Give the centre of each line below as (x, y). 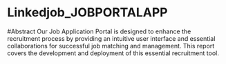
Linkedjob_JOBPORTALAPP (87, 13)
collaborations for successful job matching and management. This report (111, 46)
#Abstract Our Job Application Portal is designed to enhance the (99, 31)
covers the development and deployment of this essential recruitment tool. (113, 53)
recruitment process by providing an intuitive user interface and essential (111, 38)
